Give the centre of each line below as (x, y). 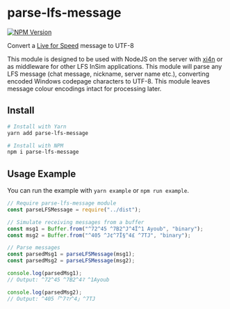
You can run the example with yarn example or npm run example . (98, 191)
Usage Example (42, 174)
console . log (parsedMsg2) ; (44, 292)
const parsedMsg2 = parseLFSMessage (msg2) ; (71, 261)
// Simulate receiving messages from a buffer (76, 222)
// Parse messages (34, 248)
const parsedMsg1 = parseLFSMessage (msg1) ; (71, 254)
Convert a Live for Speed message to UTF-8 (71, 45)
